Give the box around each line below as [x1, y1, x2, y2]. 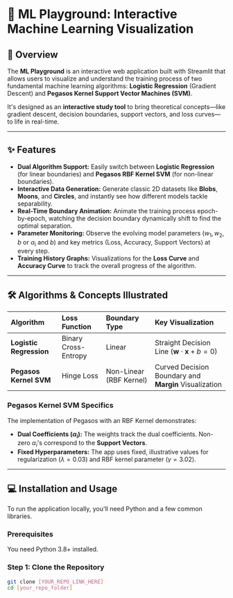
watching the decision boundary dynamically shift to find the [48, 214, 222, 222]
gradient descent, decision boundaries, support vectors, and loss [7, 110, 194, 118]
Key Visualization [155, 317, 214, 327]
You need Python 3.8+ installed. [7, 545, 98, 554]
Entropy [61, 351, 87, 360]
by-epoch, [17, 214, 47, 222]
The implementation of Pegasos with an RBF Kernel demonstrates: [7, 416, 197, 424]
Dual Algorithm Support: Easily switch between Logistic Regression [17, 163, 215, 171]
